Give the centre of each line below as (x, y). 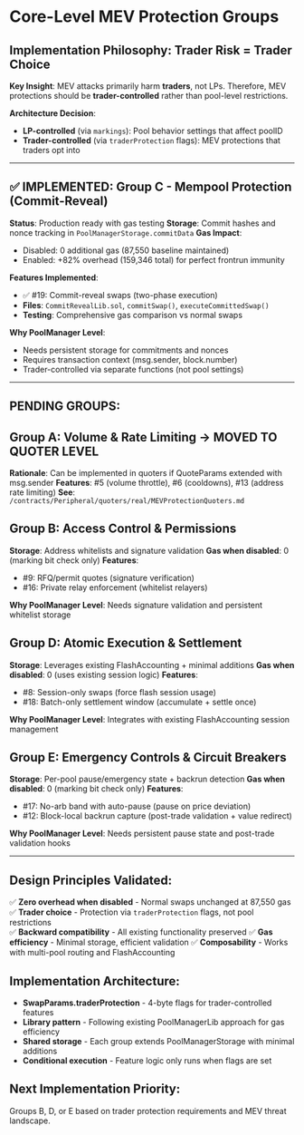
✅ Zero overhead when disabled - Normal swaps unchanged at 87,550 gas (150, 902)
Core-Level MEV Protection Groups (144, 17)
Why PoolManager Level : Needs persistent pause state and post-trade (142, 834)
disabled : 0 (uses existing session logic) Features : (104, 674)
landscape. (30, 1120)
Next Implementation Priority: (95, 1089)
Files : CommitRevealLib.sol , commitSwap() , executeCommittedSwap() (146, 305)
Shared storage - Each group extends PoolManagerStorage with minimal (158, 1042)
